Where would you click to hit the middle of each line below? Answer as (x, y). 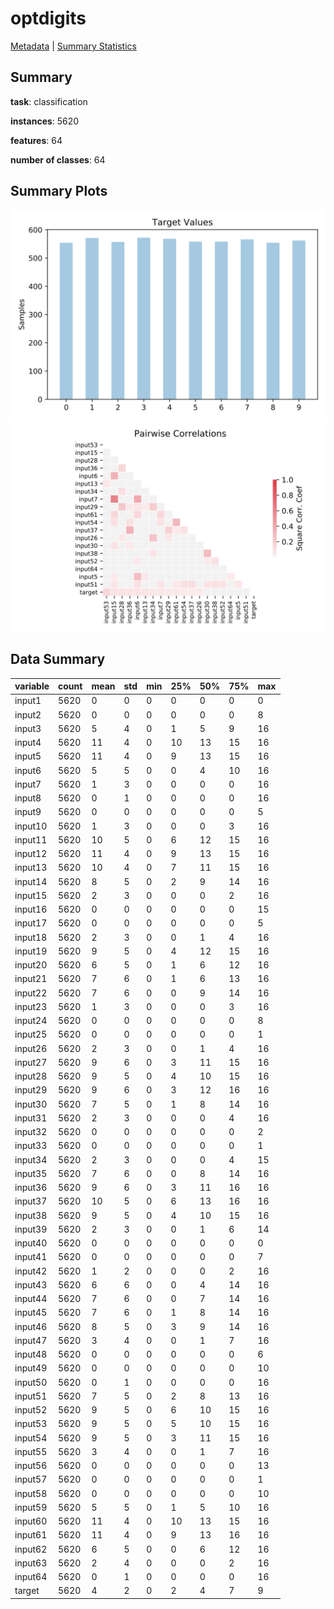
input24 (31, 1021)
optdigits (48, 18)
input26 (31, 1048)
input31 (31, 1118)
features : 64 (36, 140)
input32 (31, 1132)
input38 (31, 1215)
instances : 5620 (45, 121)
